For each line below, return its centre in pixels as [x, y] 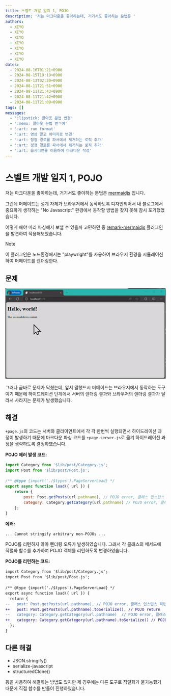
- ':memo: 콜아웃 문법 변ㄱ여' [39, 124]
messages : [16, 113]
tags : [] [15, 108]
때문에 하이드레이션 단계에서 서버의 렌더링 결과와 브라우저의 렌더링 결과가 [87, 394]
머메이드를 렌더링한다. [36, 261]
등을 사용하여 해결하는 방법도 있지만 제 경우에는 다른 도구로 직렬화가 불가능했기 [83, 682]
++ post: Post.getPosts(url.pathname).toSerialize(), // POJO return [83, 609]
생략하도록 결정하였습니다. [41, 444]
